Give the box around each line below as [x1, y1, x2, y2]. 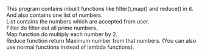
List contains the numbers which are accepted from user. [6, 18, 150, 25]
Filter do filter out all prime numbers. [6, 24, 98, 31]
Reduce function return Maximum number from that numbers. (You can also [6, 37, 197, 44]
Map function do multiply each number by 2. [6, 31, 117, 38]
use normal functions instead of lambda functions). [6, 43, 135, 51]
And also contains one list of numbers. [6, 11, 103, 19]
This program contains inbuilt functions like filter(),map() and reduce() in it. [6, 5, 193, 12]
